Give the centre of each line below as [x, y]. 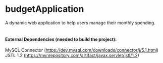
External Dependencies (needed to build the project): [61, 39]
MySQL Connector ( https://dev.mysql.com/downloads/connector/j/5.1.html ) [82, 50]
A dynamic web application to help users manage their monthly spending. [80, 23]
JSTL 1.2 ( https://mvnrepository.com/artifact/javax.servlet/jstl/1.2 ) [72, 56]
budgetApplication [45, 9]
